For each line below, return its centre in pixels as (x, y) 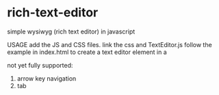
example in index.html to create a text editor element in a (87, 52)
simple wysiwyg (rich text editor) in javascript (71, 31)
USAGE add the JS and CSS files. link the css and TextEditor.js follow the (109, 44)
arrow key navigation (47, 78)
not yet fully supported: (40, 65)
